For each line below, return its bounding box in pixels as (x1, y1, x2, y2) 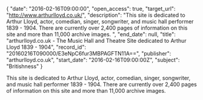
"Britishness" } (6, 63, 43, 70)
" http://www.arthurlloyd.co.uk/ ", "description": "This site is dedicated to (6, 11, 186, 19)
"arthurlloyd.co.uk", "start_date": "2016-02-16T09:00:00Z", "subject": (6, 57, 180, 63)
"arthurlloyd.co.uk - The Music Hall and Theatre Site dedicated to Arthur (6, 37, 187, 44)
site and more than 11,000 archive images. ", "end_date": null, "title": (6, 31, 176, 38)
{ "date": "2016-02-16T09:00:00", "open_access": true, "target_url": (6, 5, 176, 12)
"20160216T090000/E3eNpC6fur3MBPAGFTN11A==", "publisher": (6, 50, 171, 57)
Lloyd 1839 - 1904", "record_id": (6, 43, 87, 51)
